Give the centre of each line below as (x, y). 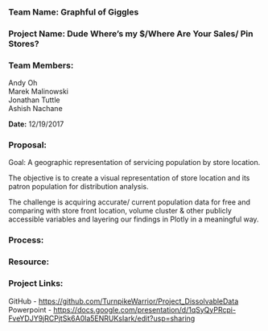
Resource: (29, 262)
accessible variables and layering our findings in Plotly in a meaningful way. (134, 219)
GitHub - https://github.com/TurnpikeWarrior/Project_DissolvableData (124, 301)
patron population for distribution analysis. (78, 187)
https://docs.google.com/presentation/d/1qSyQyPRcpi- (144, 309)
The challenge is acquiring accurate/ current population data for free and (130, 202)
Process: (26, 240)
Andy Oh (23, 83)
